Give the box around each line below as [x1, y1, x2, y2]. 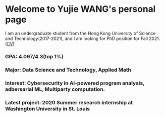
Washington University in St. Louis [5, 105, 90, 112]
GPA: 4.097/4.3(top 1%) [5, 53, 63, 60]
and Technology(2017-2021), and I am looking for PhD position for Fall [5, 36, 148, 41]
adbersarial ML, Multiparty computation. [5, 85, 105, 92]
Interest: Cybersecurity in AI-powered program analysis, [5, 79, 145, 86]
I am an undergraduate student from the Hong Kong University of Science [5, 30, 156, 36]
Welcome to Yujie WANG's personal [5, 3, 156, 15]
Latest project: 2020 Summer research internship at [5, 99, 133, 106]
